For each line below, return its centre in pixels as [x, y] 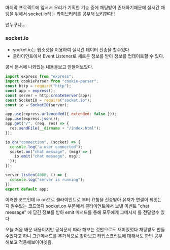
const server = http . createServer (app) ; [49, 96]
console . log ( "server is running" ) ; [47, 179]
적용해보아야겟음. [36, 242]
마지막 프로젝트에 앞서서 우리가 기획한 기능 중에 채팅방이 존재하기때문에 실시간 [82, 7]
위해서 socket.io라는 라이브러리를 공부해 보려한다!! [65, 14]
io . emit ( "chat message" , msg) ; [47, 157]
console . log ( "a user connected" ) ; [46, 147]
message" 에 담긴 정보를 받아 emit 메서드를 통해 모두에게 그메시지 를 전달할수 [82, 212]
